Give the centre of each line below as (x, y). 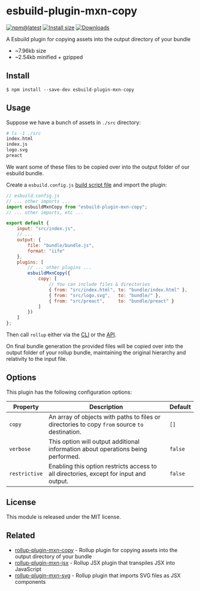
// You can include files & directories (99, 284)
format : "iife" (46, 251)
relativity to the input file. (37, 359)
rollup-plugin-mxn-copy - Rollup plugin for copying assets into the (96, 550)
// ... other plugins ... (60, 268)
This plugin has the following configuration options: (69, 392)
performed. (64, 457)
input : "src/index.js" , (46, 229)
